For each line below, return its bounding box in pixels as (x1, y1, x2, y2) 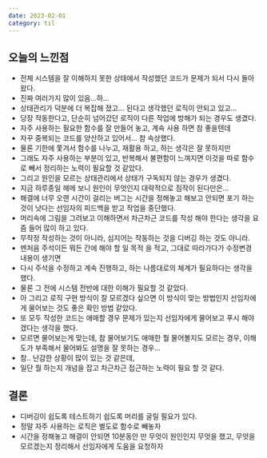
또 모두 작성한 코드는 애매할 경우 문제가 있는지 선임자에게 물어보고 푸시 (19, 313, 240, 323)
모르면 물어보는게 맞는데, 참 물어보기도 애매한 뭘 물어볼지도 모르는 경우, (19, 333, 242, 343)
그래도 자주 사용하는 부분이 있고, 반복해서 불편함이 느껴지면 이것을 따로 (19, 153, 240, 163)
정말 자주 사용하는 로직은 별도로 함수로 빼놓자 (19, 421, 161, 432)
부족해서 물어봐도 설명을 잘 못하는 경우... (34, 343, 161, 352)
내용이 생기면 (19, 253, 62, 263)
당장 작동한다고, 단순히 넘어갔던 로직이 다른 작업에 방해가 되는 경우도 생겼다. (19, 114, 257, 123)
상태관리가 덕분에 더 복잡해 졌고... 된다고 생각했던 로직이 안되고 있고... (19, 103, 237, 113)
